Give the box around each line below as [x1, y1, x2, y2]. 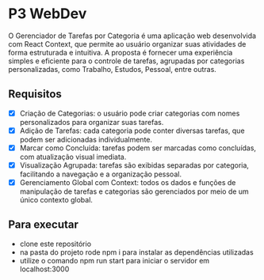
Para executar [8, 218, 79, 232]
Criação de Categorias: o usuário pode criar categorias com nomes [19, 108, 240, 118]
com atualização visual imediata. [19, 152, 127, 161]
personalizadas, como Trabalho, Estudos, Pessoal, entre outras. [8, 64, 216, 74]
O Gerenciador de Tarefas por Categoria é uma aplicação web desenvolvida [8, 31, 256, 40]
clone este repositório [19, 239, 92, 248]
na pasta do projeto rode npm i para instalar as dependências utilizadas [19, 247, 254, 257]
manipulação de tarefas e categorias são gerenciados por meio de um [19, 187, 250, 196]
